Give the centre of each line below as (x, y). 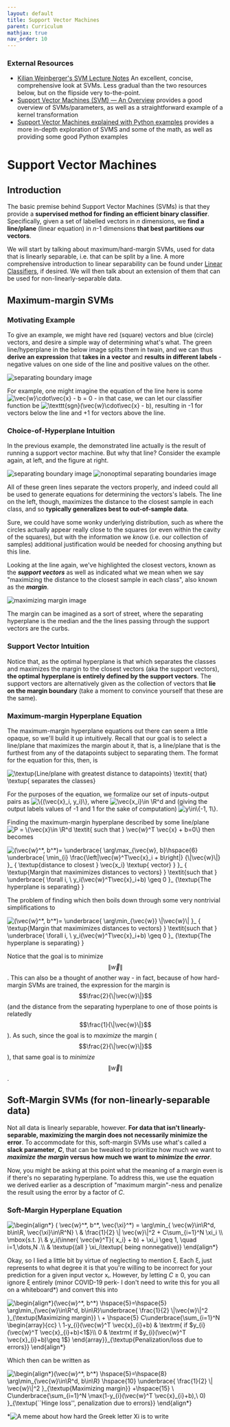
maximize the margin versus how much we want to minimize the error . (110, 1157)
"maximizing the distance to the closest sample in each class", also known (112, 580)
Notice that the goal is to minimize (55, 956)
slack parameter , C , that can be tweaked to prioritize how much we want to (114, 1149)
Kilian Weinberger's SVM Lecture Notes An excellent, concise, (105, 78)
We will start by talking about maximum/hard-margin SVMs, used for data (111, 250)
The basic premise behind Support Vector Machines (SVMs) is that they (109, 207)
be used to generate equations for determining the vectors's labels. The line (114, 494)
